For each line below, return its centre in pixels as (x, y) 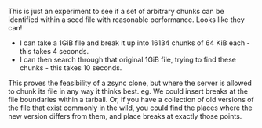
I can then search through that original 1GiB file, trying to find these (128, 59)
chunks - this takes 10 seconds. (71, 68)
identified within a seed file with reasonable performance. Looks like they (126, 20)
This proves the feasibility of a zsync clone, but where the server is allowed (130, 83)
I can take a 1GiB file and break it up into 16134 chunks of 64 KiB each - (135, 43)
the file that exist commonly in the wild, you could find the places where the (130, 108)
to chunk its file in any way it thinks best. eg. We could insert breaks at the (128, 91)
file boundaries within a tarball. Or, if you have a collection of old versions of (131, 100)
